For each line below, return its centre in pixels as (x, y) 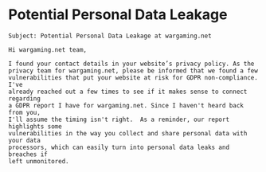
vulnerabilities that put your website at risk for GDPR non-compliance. (133, 77)
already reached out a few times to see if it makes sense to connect (128, 92)
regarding (25, 98)
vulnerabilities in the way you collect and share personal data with (128, 133)
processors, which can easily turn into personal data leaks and (119, 147)
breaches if (28, 154)
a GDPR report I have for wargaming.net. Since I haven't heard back (126, 105)
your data (25, 140)
